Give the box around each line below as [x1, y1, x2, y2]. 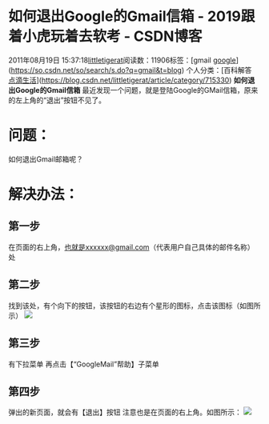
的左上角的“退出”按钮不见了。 [8, 95, 106, 105]
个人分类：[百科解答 [186, 65, 252, 74]
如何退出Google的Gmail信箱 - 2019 [8, 7, 242, 26]
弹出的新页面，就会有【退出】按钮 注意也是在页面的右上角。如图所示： [8, 407, 242, 417]
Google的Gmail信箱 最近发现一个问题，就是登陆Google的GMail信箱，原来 [14, 85, 259, 94]
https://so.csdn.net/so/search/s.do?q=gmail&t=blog [10, 65, 183, 74]
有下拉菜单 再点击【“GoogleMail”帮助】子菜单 [8, 359, 159, 369]
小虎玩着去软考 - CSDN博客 [22, 27, 203, 46]
